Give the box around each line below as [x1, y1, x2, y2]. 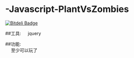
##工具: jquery [5, 30, 41, 36]
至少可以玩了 [11, 47, 38, 53]
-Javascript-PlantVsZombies [5, 3, 129, 15]
